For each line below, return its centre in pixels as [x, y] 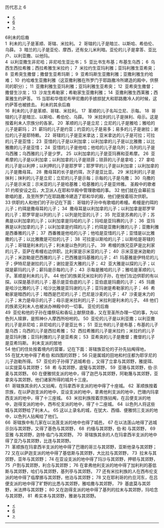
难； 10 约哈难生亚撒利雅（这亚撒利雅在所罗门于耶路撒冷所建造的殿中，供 [80, 80]
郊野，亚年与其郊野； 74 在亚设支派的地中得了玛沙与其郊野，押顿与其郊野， [82, 459]
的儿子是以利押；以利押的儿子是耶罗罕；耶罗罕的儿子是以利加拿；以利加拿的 [82, 166]
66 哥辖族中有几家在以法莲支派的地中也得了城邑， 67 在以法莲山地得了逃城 [81, 422]
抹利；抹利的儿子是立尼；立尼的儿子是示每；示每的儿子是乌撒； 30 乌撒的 [80, 178]
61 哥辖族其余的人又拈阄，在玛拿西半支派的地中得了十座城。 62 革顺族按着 [81, 386]
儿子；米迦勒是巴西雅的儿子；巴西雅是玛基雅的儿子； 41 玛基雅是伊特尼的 [80, 257]
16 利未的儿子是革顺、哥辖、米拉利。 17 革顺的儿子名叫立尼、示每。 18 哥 [81, 111]
